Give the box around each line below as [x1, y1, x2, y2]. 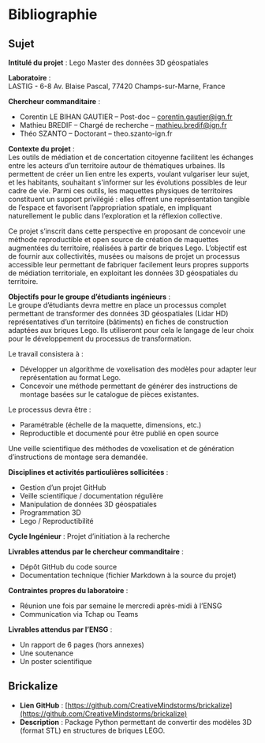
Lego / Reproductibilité [19, 517, 94, 525]
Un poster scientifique [19, 657, 92, 666]
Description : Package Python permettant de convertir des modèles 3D [19, 717, 252, 726]
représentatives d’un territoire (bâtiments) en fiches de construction [8, 317, 229, 327]
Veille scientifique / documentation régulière [19, 491, 164, 500]
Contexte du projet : [8, 144, 75, 153]
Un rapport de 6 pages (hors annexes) [19, 640, 144, 649]
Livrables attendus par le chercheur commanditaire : [8, 547, 184, 556]
